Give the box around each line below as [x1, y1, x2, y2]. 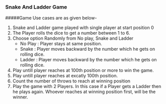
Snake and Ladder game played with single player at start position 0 [12, 25, 154, 31]
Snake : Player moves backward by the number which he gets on [20, 46, 155, 52]
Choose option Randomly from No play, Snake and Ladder [12, 35, 134, 41]
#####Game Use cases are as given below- [5, 15, 97, 21]
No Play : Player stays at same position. [20, 41, 102, 47]
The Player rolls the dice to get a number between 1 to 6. [12, 30, 130, 36]
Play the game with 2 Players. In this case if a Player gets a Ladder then [12, 83, 161, 89]
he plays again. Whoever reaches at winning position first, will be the [12, 89, 156, 95]
